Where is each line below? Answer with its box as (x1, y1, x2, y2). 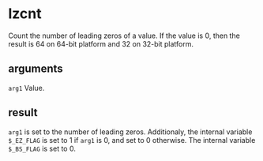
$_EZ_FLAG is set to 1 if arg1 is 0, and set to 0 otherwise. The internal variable (8, 135, 256, 144)
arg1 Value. (8, 83, 45, 92)
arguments (8, 62, 63, 76)
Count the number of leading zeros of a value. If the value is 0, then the (8, 31, 241, 40)
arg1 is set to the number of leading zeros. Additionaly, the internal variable (8, 127, 253, 137)
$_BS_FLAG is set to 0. (8, 144, 77, 153)
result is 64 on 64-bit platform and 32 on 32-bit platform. (8, 39, 194, 48)
